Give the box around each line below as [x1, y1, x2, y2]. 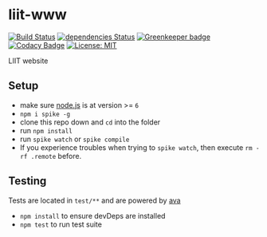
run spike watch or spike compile [19, 134, 130, 144]
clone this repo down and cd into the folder [19, 117, 161, 127]
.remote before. [30, 151, 82, 160]
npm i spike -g [19, 110, 71, 118]
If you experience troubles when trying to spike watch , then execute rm [19, 142, 253, 152]
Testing [8, 174, 47, 188]
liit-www [8, 6, 68, 24]
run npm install [19, 125, 73, 135]
